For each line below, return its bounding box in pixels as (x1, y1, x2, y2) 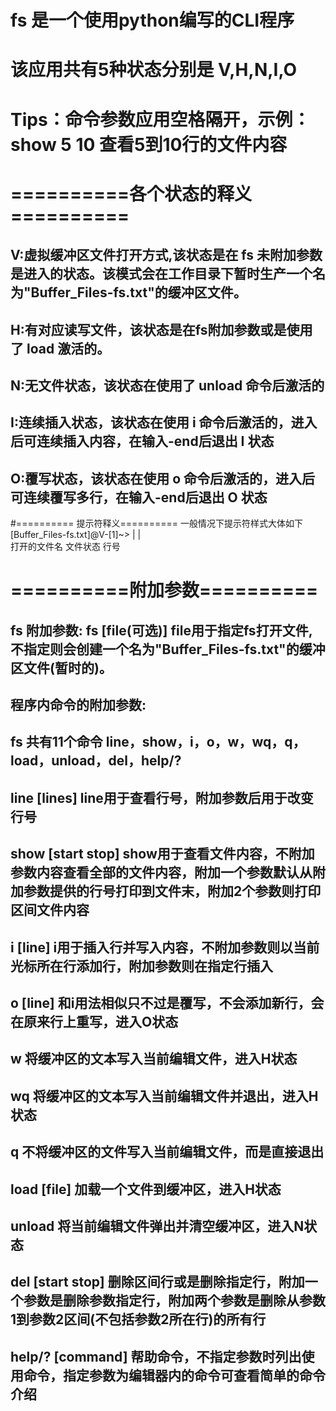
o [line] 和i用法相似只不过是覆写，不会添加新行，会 (10, 995, 325, 1012)
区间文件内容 (10, 902, 90, 919)
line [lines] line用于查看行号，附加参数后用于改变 (10, 789, 314, 806)
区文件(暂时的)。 (10, 659, 113, 676)
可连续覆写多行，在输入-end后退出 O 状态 (10, 489, 268, 506)
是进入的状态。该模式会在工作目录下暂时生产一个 (10, 266, 313, 283)
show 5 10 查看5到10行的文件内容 (10, 133, 288, 156)
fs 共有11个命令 (10, 734, 103, 751)
